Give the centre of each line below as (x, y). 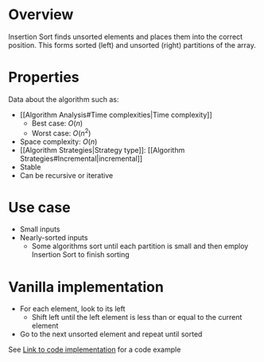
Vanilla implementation (86, 287)
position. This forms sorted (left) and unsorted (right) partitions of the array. (132, 45)
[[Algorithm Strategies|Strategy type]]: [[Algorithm (102, 150)
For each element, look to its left (72, 309)
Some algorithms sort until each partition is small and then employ (140, 246)
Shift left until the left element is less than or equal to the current (137, 317)
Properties (44, 78)
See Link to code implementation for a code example (95, 350)
